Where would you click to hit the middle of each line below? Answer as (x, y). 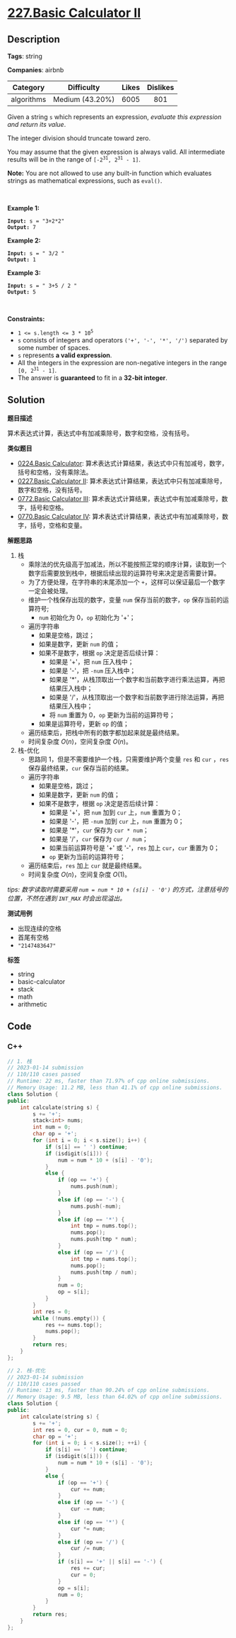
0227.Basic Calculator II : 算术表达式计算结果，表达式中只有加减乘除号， (122, 481)
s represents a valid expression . (65, 355)
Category (29, 88)
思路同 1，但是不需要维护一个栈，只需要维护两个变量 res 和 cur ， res (129, 759)
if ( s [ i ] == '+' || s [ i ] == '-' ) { (110, 1562)
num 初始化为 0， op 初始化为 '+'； (87, 617)
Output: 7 (22, 228)
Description (34, 39)
